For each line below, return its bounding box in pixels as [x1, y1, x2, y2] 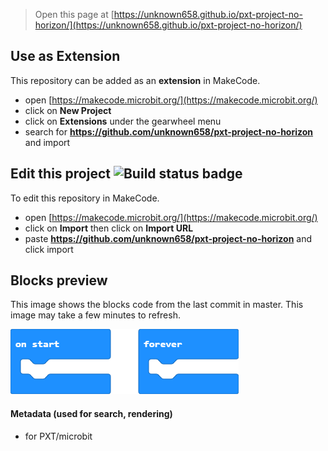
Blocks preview [10, 272, 108, 289]
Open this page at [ [34, 9, 115, 20]
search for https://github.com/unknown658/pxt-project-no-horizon [24, 125, 314, 138]
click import [24, 243, 74, 255]
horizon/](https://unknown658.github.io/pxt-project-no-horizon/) [34, 19, 303, 31]
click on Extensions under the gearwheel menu [24, 115, 222, 127]
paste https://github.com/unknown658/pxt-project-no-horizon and [24, 232, 313, 244]
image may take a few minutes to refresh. [10, 309, 181, 321]
